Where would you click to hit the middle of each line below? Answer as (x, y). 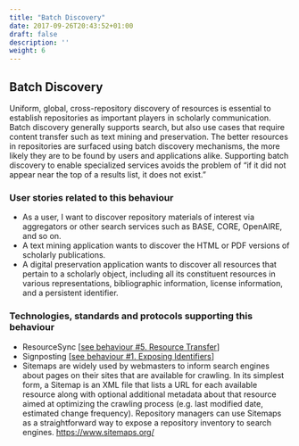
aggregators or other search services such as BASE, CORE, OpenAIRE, (152, 227)
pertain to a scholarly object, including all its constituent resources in (149, 274)
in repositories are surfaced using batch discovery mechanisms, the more (145, 146)
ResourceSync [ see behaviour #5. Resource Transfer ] (121, 347)
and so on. (42, 236)
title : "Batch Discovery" (57, 17)
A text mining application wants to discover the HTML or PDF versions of (156, 245)
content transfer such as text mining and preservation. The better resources (149, 136)
